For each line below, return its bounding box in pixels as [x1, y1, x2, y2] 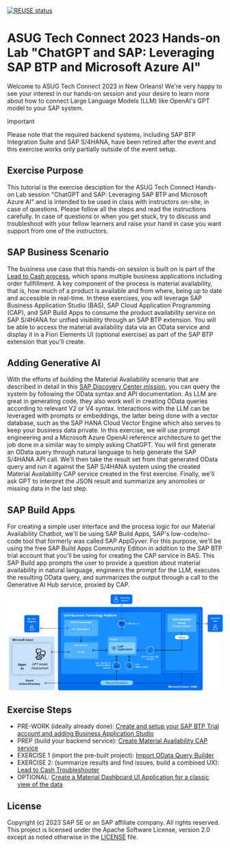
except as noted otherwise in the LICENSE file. [7, 832, 138, 841]
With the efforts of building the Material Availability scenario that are [7, 375, 199, 383]
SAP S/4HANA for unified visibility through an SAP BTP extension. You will [7, 316, 216, 324]
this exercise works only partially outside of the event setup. [7, 144, 177, 153]
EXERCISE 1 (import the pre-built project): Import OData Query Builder [16, 751, 214, 760]
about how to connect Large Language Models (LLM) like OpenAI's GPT [7, 97, 210, 105]
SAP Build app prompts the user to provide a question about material [7, 558, 201, 567]
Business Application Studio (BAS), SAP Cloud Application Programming [7, 301, 211, 309]
